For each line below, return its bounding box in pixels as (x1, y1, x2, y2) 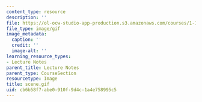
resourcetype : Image (6, 76, 58, 82)
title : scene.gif (6, 82, 50, 88)
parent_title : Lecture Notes (6, 64, 79, 71)
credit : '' (11, 43, 39, 49)
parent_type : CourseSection (6, 70, 77, 76)
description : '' (6, 14, 47, 20)
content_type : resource (6, 8, 66, 15)
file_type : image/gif (6, 25, 61, 32)
